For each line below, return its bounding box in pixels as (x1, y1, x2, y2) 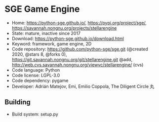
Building (4, 98, 31, 107)
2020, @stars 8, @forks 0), (11, 51, 67, 57)
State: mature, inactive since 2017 (11, 30, 81, 36)
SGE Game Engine (4, 3, 80, 15)
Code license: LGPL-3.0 (11, 72, 60, 78)
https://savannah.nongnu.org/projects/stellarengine (11, 25, 117, 31)
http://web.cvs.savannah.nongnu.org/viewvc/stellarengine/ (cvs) (11, 62, 144, 68)
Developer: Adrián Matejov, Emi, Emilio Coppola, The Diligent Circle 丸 (11, 83, 155, 89)
